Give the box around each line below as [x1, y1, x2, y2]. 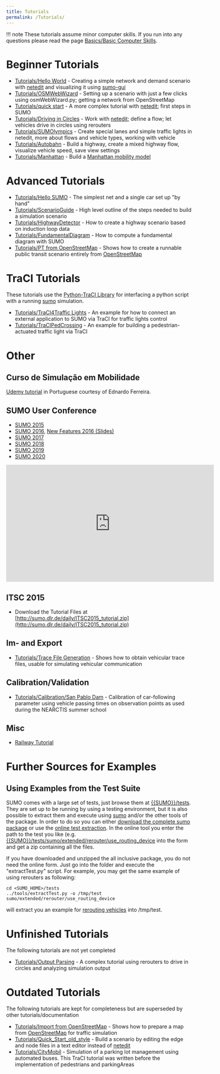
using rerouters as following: [6, 874, 76, 881]
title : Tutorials [6, 8, 49, 15]
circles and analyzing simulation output [14, 965, 111, 972]
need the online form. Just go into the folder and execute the [6, 861, 155, 869]
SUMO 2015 [14, 421, 44, 428]
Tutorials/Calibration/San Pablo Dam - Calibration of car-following [14, 693, 176, 700]
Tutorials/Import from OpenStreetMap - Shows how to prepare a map [14, 1023, 184, 1030]
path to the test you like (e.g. [6, 831, 76, 838]
